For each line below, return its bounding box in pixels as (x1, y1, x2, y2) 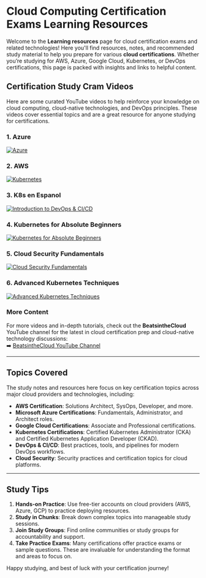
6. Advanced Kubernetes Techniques (6, 279, 120, 287)
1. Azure (6, 132, 31, 141)
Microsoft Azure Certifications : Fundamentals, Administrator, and (15, 409, 183, 416)
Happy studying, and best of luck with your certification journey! (6, 565, 169, 572)
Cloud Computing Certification (6, 4, 167, 18)
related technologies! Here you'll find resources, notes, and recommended (6, 44, 194, 51)
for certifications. (6, 117, 50, 124)
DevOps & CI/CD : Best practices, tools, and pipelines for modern (15, 441, 179, 449)
